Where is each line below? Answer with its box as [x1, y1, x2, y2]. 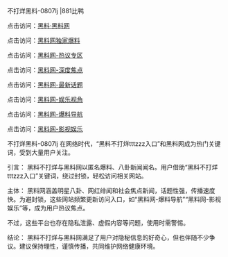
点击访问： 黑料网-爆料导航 [7, 110, 83, 118]
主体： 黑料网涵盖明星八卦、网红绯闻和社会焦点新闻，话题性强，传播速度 [7, 187, 216, 194]
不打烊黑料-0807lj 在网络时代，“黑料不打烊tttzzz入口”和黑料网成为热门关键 [7, 140, 221, 148]
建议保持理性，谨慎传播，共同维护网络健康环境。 [19, 242, 159, 250]
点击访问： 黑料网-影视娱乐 [7, 125, 83, 133]
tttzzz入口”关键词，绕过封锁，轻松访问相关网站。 [7, 172, 148, 180]
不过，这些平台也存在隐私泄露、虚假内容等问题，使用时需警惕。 [7, 219, 189, 226]
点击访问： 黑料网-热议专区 [7, 51, 83, 59]
